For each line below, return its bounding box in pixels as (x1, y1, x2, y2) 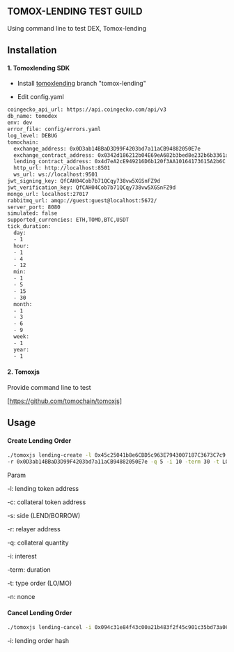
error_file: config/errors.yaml (7, 126, 101, 133)
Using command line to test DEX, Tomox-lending (7, 24, 147, 32)
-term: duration (7, 566, 51, 574)
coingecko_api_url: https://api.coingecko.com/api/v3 (7, 106, 167, 114)
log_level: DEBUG (7, 132, 58, 139)
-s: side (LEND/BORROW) (7, 512, 81, 520)
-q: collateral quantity (7, 538, 69, 547)
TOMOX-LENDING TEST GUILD (7, 6, 143, 17)
